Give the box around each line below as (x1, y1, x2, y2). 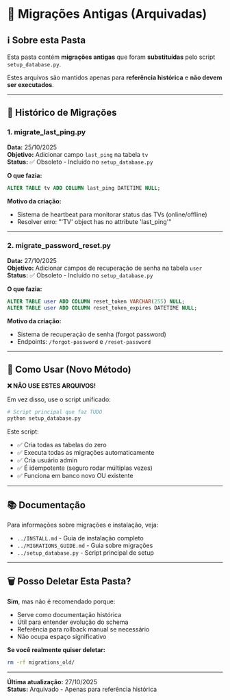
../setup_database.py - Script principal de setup (16, 548, 154, 557)
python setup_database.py (7, 415, 81, 422)
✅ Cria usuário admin (16, 456, 77, 464)
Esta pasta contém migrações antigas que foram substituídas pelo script (7, 53, 216, 61)
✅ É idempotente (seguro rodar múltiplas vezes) (16, 464, 153, 472)
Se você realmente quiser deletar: (7, 645, 106, 653)
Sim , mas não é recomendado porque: (7, 597, 116, 605)
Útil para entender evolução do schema (16, 618, 129, 626)
